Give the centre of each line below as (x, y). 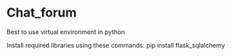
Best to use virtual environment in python (66, 32)
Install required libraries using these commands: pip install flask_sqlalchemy (116, 45)
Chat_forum (42, 13)
